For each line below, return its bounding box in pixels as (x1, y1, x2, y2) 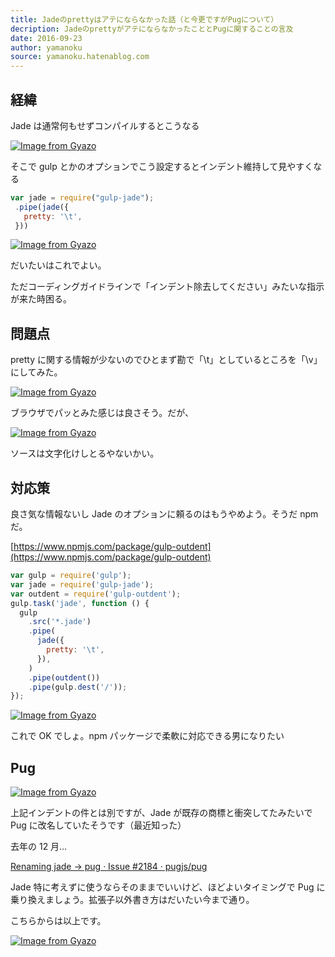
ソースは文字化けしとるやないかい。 (10, 447, 160, 460)
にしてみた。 (10, 366, 63, 378)
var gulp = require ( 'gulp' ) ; (10, 571, 132, 581)
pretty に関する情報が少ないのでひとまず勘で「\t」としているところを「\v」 (10, 354, 323, 366)
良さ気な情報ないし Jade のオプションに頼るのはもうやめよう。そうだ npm (10, 508, 319, 520)
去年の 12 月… (10, 841, 68, 853)
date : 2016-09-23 (10, 33, 83, 43)
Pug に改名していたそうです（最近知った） (10, 819, 187, 831)
